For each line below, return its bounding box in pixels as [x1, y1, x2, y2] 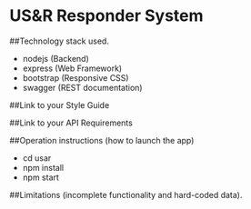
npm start [22, 172, 59, 183]
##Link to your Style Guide [9, 99, 110, 110]
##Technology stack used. [9, 35, 109, 46]
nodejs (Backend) [22, 53, 89, 64]
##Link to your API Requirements [9, 117, 134, 128]
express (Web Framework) [22, 63, 123, 74]
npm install [22, 162, 65, 173]
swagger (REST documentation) [22, 82, 143, 93]
